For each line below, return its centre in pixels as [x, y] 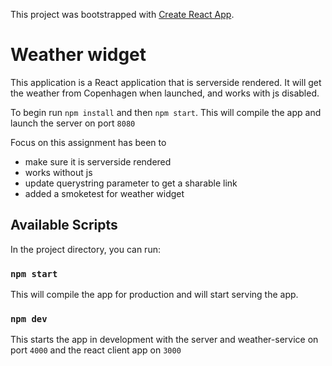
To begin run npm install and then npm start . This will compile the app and [166, 112]
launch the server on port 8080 [73, 123]
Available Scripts [64, 225]
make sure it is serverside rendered [98, 161]
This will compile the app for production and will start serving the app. [154, 295]
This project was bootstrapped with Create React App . [122, 14]
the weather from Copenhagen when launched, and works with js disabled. [165, 93]
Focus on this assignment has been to [88, 142]
